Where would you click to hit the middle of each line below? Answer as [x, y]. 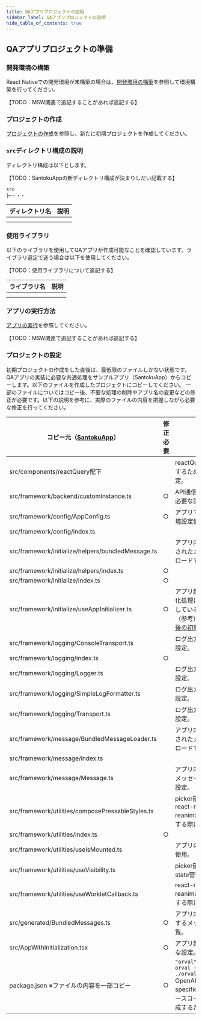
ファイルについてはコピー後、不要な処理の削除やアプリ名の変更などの [103, 392]
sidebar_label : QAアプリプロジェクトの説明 [56, 17]
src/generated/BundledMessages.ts [60, 922]
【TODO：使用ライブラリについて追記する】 [61, 270]
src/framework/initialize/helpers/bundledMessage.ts [83, 551]
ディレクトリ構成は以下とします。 [48, 165]
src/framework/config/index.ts [52, 531]
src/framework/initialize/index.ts [55, 581]
